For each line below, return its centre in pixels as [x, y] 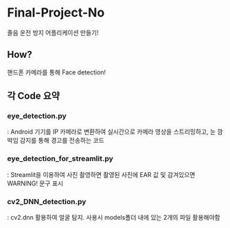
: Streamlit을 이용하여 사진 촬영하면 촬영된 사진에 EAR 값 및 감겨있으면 [101, 174]
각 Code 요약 [34, 96]
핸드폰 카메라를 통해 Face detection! [57, 72]
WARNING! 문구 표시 [35, 183]
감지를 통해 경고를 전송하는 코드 [62, 141]
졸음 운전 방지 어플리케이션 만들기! [53, 32]
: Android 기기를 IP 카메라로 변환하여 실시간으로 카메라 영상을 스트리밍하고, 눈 [112, 132]
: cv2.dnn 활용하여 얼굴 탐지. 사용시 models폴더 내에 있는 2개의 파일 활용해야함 [114, 218]
